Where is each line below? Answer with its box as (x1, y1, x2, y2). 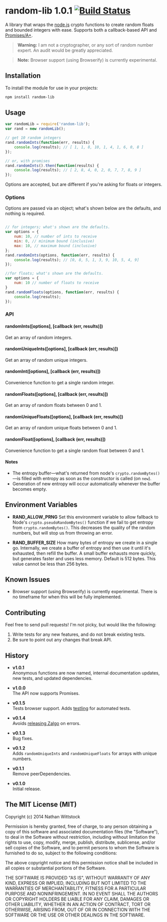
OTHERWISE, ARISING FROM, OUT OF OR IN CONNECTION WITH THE (5, 906, 151, 912)
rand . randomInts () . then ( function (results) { (5, 163, 99, 168)
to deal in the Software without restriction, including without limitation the (5, 834, 156, 840)
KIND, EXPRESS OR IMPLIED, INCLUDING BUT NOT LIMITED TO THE (5, 880, 147, 886)
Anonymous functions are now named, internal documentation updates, (12, 670, 160, 676)
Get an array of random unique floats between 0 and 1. (5, 425, 118, 431)
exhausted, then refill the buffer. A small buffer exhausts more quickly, (12, 550, 157, 556)
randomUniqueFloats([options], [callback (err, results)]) (5, 413, 124, 419)
